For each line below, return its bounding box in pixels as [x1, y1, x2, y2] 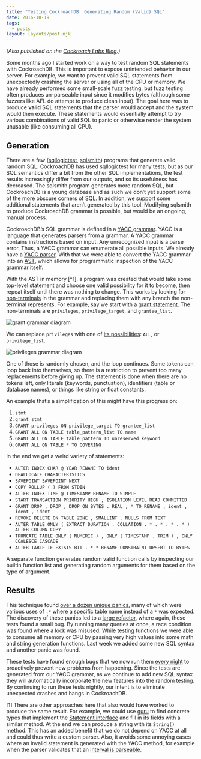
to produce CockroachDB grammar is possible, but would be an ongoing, [6, 207, 187, 214]
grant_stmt [14, 416, 43, 422]
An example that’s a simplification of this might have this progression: [6, 397, 178, 404]
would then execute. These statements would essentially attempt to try [6, 110, 181, 118]
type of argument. [6, 568, 51, 575]
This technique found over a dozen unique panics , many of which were [6, 601, 182, 608]
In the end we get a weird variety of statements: [6, 452, 125, 459]
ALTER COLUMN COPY [14, 527, 61, 533]
